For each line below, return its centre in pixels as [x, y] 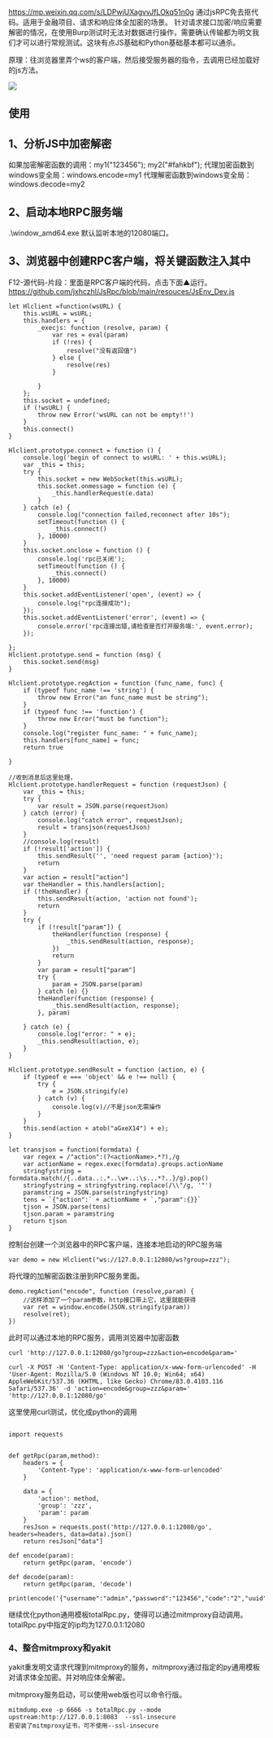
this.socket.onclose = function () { [87, 550]
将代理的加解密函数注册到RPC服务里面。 [76, 1276]
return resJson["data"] [63, 1541]
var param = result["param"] [87, 970]
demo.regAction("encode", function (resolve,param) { [102, 1291]
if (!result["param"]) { [80, 927]
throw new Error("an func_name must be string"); [123, 697]
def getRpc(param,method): [54, 1456]
